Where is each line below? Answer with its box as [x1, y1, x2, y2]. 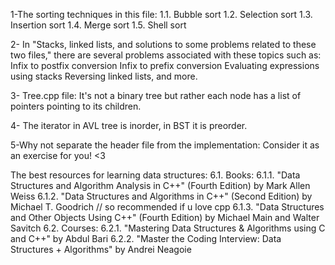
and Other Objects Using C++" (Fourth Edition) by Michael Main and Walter [10, 212, 320, 223]
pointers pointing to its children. [10, 100, 142, 112]
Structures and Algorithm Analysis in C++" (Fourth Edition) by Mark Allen [10, 180, 311, 191]
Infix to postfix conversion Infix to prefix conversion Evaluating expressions [10, 60, 320, 71]
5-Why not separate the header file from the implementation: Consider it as [10, 139, 320, 151]
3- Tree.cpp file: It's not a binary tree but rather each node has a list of [10, 90, 302, 101]
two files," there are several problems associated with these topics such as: [10, 49, 322, 61]
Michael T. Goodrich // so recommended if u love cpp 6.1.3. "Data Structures [10, 201, 325, 213]
